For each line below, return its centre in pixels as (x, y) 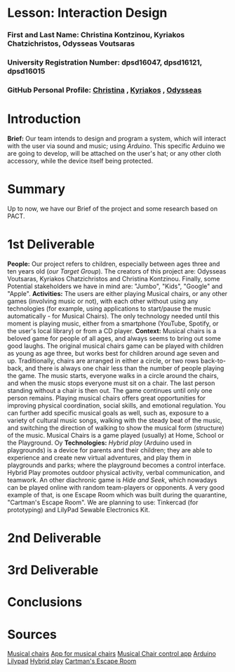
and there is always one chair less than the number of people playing (125, 368)
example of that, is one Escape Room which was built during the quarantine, (117, 495)
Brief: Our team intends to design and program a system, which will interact (117, 138)
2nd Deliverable (54, 538)
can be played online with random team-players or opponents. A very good (116, 487)
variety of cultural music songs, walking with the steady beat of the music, (115, 420)
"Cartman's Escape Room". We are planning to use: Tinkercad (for (103, 502)
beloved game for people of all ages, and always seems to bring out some (114, 338)
